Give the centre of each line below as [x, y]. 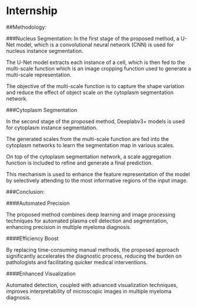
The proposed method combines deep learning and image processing [91, 214]
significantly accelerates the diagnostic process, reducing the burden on [94, 256]
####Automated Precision [38, 203]
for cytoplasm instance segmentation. [52, 127]
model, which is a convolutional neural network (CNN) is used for [95, 45]
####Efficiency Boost [32, 238]
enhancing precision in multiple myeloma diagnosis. [69, 227]
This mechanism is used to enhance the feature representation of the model [98, 174]
